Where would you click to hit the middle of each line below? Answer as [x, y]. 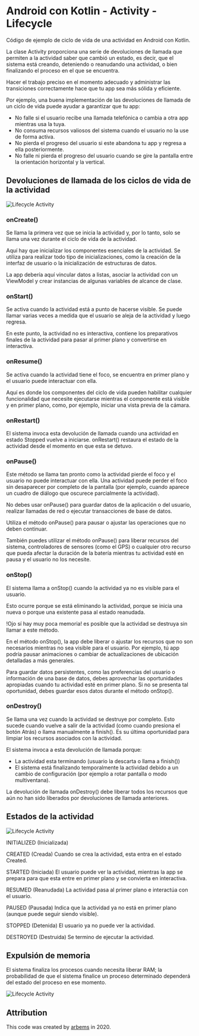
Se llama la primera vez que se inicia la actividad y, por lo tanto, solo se [93, 233]
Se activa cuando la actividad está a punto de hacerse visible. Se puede [94, 309]
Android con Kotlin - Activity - [82, 11]
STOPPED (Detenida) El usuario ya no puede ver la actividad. [81, 925]
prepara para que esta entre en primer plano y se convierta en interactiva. [97, 878]
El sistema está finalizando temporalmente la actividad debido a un [97, 767]
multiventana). [32, 780]
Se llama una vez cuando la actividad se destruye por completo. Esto [91, 719]
